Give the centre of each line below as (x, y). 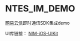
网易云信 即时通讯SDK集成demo (37, 23)
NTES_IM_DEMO (40, 9)
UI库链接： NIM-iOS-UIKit (32, 33)
